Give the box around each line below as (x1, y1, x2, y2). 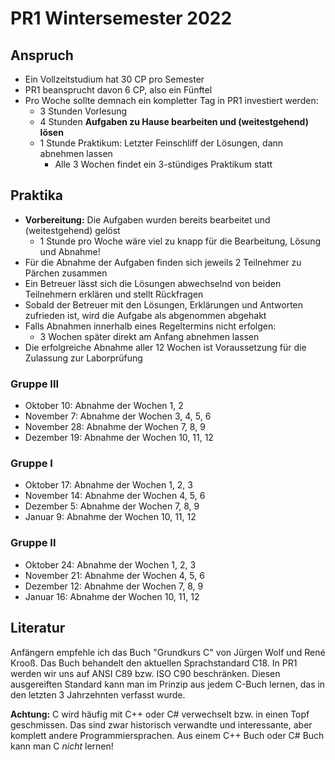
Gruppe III (10, 377, 60, 391)
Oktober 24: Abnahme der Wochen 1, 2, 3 (24, 558, 197, 571)
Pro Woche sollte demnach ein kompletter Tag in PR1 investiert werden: (24, 95, 319, 106)
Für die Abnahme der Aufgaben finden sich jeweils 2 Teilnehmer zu (24, 256, 302, 268)
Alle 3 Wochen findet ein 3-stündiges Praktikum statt (54, 158, 273, 170)
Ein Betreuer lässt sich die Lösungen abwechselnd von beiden (24, 277, 282, 289)
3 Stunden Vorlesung (39, 105, 128, 117)
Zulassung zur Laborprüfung (24, 352, 143, 364)
